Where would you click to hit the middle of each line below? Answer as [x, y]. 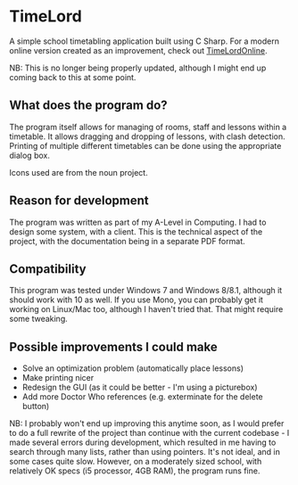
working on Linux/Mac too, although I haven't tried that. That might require [146, 309]
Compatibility [48, 269]
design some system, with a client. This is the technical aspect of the [136, 231]
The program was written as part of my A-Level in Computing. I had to [138, 222]
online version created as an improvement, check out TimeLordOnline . [138, 50]
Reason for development [79, 201]
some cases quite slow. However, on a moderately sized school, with [136, 462]
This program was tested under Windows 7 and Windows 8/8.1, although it [146, 291]
